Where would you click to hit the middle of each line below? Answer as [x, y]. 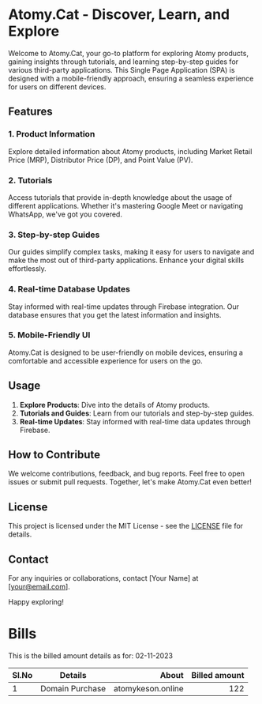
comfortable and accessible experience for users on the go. [105, 360]
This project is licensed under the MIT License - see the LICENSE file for [125, 526]
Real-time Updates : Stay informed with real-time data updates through [135, 421]
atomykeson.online [148, 689]
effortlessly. [28, 269]
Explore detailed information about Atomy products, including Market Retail [130, 151]
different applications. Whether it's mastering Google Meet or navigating [125, 205]
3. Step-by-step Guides [54, 235]
